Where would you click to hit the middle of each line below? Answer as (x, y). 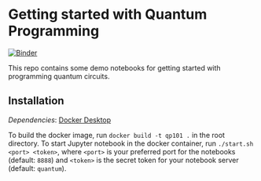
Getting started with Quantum (108, 14)
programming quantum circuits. (59, 76)
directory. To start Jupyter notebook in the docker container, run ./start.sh (131, 143)
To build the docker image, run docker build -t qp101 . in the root (117, 135)
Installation (36, 101)
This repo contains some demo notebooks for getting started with (115, 67)
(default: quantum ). (37, 168)
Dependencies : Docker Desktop (60, 120)
